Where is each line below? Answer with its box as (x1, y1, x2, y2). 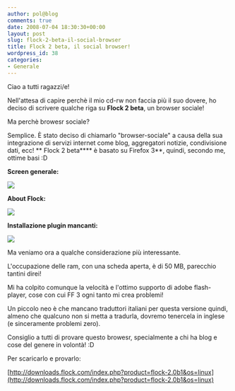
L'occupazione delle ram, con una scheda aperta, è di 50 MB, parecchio (7, 262, 217, 270)
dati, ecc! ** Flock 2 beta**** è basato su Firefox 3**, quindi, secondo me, (7, 146, 226, 154)
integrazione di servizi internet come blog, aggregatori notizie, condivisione (7, 139, 227, 147)
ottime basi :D (7, 153, 48, 162)
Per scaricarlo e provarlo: (7, 354, 81, 363)
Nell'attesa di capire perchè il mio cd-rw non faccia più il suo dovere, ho (7, 96, 217, 105)
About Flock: (7, 194, 46, 202)
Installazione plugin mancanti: (7, 221, 98, 230)
